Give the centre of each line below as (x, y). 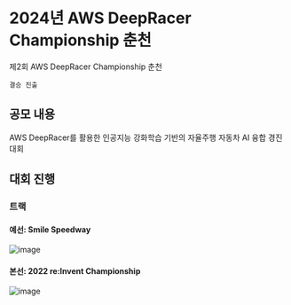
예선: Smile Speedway (50, 229)
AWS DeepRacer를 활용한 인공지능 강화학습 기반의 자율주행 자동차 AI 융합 (138, 137)
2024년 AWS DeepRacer (101, 18)
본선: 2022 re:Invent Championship (75, 270)
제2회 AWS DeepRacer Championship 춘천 (86, 66)
